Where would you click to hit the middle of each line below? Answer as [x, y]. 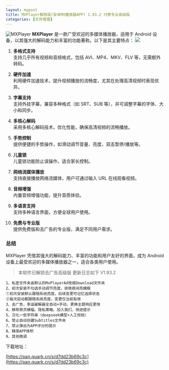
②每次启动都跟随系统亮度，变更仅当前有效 [43, 299]
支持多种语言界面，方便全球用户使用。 [53, 212]
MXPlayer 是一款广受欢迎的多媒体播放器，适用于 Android [92, 34]
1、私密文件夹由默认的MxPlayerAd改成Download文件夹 [55, 283]
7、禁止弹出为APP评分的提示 [31, 326]
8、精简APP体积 [20, 331]
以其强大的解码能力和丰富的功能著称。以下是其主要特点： [74, 40]
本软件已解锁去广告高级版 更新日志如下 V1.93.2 [67, 272]
